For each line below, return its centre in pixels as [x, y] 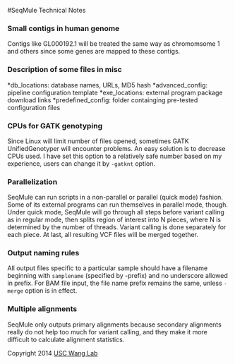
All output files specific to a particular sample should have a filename [108, 268]
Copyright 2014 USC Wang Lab [53, 353]
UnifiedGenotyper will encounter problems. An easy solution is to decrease [116, 148]
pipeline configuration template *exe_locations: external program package [115, 92]
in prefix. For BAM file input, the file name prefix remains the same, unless [115, 283]
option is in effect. [51, 291]
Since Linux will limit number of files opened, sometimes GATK [98, 141]
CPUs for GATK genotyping [55, 126]
